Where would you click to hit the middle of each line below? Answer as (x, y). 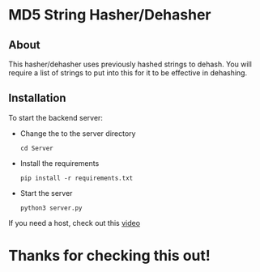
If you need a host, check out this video (74, 223)
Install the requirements (60, 163)
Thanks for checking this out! (109, 256)
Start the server (46, 193)
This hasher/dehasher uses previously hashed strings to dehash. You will (130, 64)
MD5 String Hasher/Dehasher (110, 15)
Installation (37, 98)
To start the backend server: (56, 117)
